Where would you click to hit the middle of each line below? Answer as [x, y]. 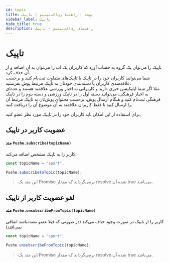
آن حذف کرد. [18, 73]
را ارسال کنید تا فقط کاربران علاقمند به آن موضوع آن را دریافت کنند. [69, 105]
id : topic [16, 10]
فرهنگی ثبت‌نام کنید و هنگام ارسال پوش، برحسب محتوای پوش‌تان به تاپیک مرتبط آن [83, 99]
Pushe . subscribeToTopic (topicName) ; [44, 172]
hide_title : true [24, 24]
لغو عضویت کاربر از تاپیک [40, 198]
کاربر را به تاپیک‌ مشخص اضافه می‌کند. [41, 154]
